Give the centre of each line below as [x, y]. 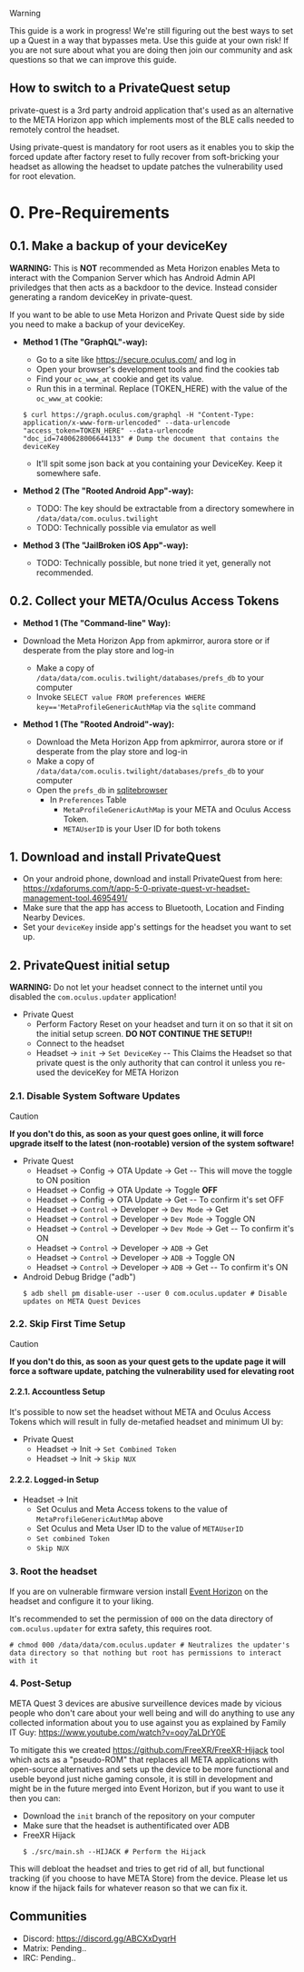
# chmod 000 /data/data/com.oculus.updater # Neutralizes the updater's [150, 1645]
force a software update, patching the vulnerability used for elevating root [152, 1370]
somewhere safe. [69, 473]
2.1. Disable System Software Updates [95, 1096]
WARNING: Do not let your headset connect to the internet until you [136, 987]
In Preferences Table [88, 800]
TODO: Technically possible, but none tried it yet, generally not [153, 563]
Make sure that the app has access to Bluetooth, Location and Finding [153, 908]
